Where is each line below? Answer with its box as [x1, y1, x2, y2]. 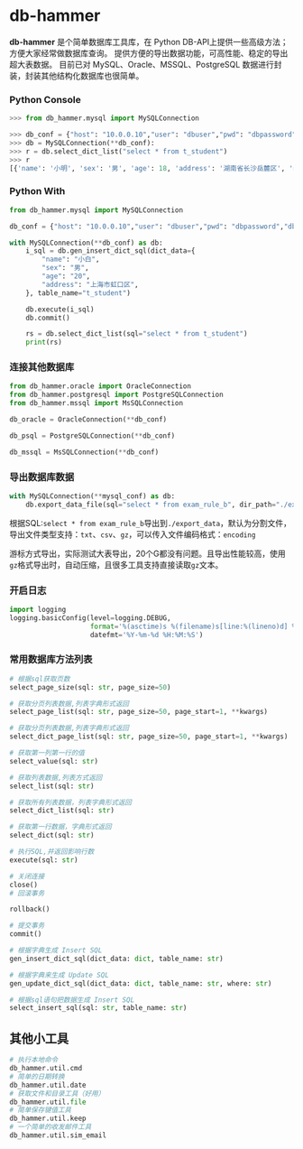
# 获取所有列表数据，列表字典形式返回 [9, 798, 133, 807]
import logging [9, 606, 67, 615]
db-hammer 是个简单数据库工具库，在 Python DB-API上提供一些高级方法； [9, 36, 289, 47]
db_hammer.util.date [9, 1080, 87, 1089]
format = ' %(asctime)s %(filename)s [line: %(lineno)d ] [89, 622, 289, 631]
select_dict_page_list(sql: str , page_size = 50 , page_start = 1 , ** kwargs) [9, 732, 289, 741]
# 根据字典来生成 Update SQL [9, 970, 110, 979]
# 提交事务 [9, 922, 45, 931]
